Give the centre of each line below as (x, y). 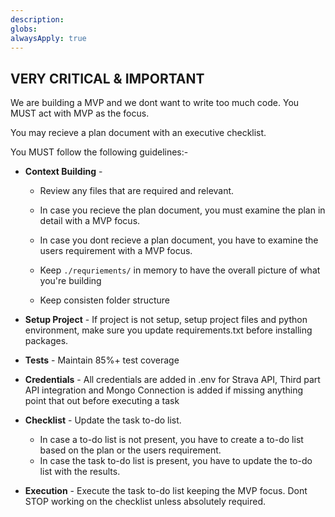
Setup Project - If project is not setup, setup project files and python (166, 320)
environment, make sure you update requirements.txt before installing (168, 330)
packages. (46, 341)
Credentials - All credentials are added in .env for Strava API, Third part (172, 380)
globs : (24, 29)
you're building (70, 281)
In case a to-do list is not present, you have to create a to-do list (171, 440)
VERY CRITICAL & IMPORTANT (107, 78)
